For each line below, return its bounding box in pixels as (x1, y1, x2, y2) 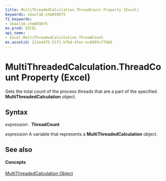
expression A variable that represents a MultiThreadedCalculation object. (5, 131, 158, 137)
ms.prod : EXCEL (5, 26, 37, 31)
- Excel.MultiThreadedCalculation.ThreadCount (5, 35, 104, 40)
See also (5, 145, 32, 154)
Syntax (5, 108, 28, 117)
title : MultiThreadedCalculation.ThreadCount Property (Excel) (5, 7, 140, 12)
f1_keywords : (5, 16, 32, 21)
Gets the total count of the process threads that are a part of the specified (5, 88, 157, 94)
